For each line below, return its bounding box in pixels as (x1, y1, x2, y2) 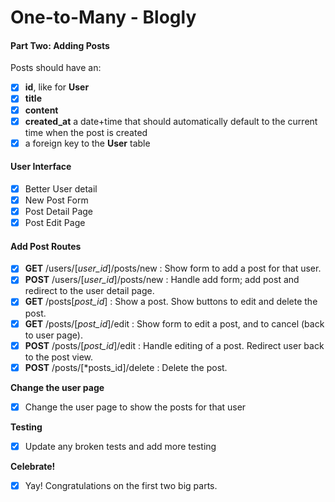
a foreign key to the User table (24, 137, 151, 149)
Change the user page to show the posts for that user (24, 401, 247, 413)
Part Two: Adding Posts (10, 39, 110, 51)
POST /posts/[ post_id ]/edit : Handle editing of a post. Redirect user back (24, 339, 325, 351)
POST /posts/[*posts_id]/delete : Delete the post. (24, 361, 228, 373)
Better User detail (24, 182, 98, 195)
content (24, 104, 59, 116)
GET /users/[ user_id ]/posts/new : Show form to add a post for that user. (24, 262, 322, 275)
